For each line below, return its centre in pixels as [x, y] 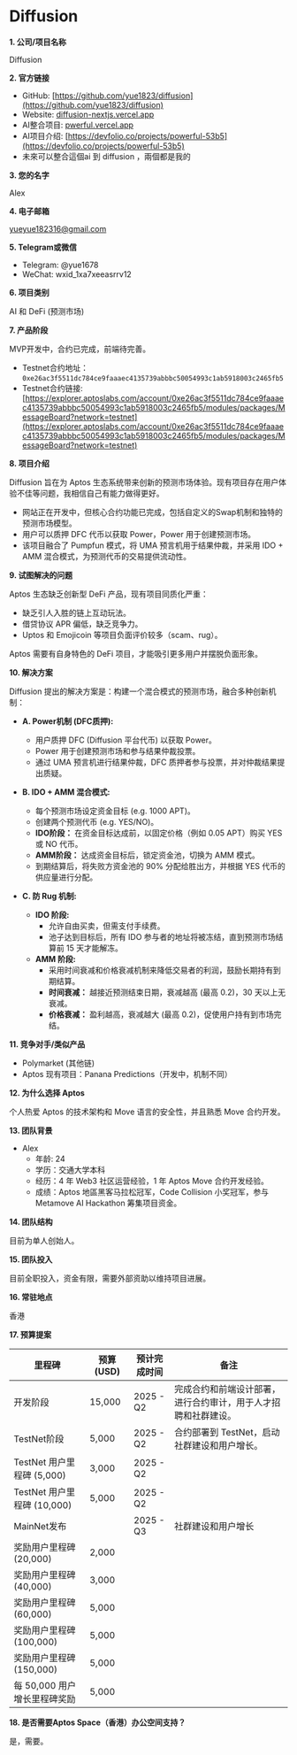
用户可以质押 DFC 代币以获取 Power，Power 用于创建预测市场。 [139, 534]
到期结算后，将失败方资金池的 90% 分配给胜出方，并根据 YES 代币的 [160, 866]
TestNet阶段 [39, 1438]
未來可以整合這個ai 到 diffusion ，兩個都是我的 [107, 156]
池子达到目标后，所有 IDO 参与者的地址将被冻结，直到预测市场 [162, 936]
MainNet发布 [40, 1526]
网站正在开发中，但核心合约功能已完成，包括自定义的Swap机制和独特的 [152, 512]
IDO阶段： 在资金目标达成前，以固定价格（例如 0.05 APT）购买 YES [159, 833]
